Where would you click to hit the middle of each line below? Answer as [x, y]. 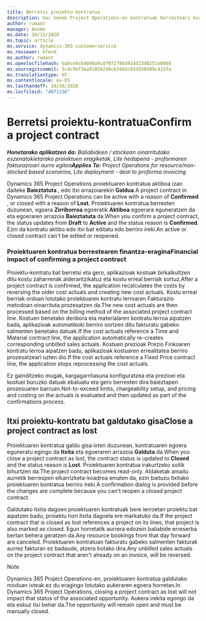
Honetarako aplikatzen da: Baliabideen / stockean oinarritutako [88, 152]
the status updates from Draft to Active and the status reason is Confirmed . [103, 223]
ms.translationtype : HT [37, 75]
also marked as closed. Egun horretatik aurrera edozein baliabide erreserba [102, 528]
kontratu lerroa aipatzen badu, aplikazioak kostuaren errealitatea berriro [97, 351]
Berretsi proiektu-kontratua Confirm [99, 122]
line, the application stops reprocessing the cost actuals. [78, 364]
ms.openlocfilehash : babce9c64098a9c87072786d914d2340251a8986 [89, 63]
